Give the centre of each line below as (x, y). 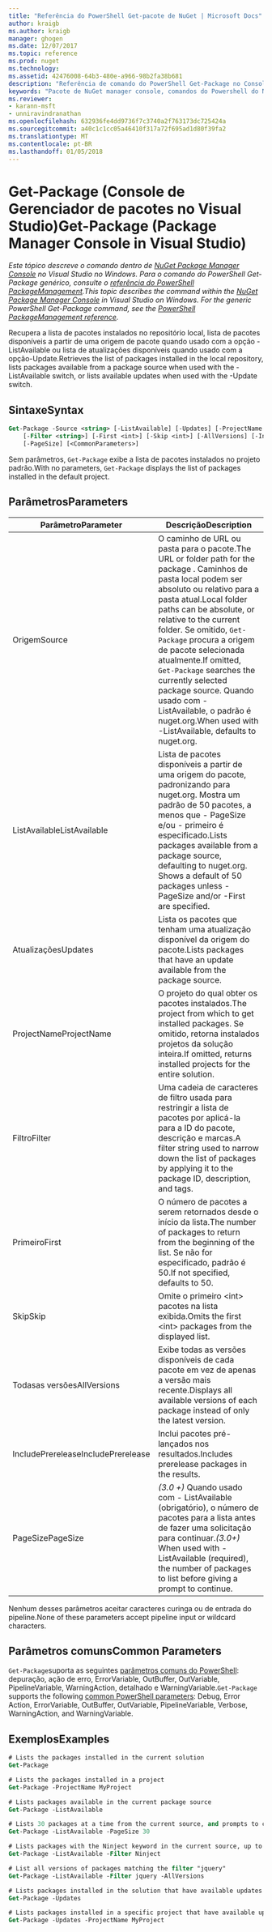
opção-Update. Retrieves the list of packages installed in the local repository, (136, 359)
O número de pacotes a (202, 1201)
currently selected (192, 680)
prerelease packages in (202, 1464)
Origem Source (40, 639)
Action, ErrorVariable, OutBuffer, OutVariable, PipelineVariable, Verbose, (128, 1705)
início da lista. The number (207, 1222)
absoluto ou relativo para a (208, 589)
